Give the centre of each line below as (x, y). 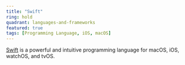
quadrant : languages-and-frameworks (51, 22)
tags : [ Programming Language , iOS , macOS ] (59, 33)
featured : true (25, 28)
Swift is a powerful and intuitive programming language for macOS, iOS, (93, 50)
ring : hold (19, 17)
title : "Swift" (25, 11)
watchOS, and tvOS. (30, 56)
